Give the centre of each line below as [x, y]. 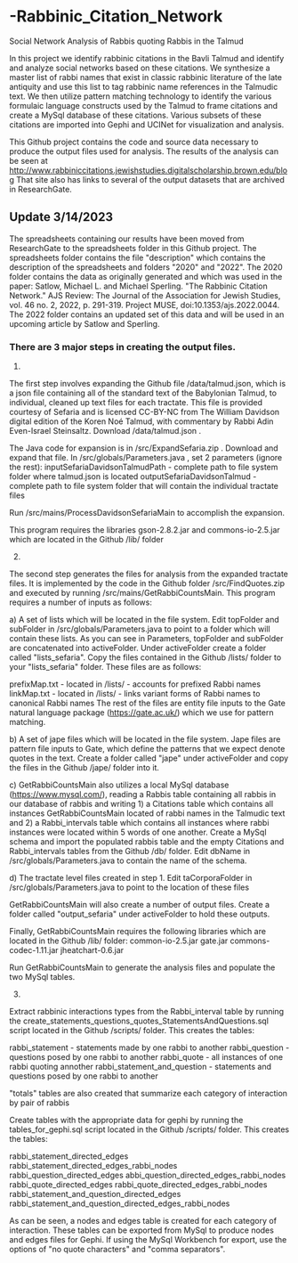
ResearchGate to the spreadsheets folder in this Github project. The [133, 248]
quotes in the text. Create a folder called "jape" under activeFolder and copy [149, 758]
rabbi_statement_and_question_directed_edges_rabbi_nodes [120, 1203]
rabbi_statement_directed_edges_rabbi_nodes [93, 1166]
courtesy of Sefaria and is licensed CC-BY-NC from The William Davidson [145, 412]
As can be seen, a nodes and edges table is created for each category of [143, 1221]
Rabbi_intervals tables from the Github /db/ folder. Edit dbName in [130, 852]
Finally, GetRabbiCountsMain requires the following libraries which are [138, 932]
